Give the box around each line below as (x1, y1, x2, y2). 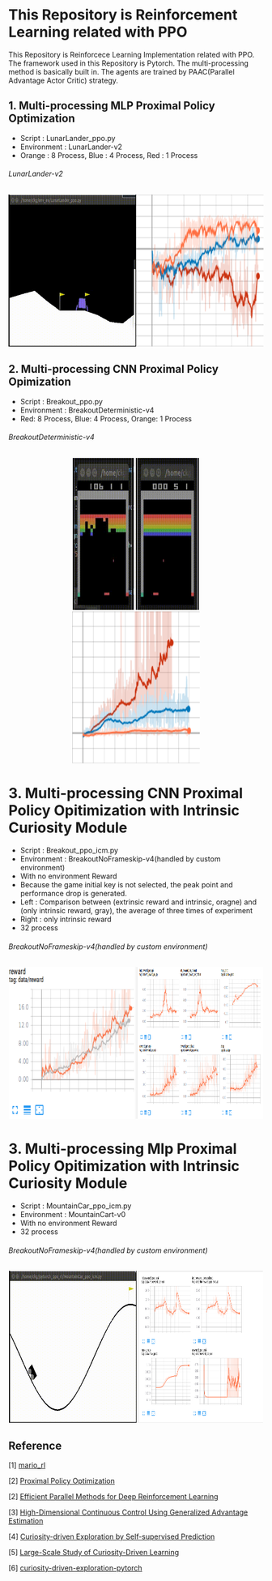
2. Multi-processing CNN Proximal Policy (8, 362, 219, 376)
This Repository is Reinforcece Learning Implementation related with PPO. (8, 49, 255, 59)
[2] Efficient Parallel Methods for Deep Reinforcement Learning (8, 1492, 219, 1502)
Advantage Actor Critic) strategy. (8, 75, 119, 85)
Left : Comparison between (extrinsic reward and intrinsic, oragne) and (19, 897, 257, 907)
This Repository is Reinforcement (8, 6, 238, 24)
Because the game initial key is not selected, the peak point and (19, 879, 233, 889)
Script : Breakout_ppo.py (19, 396, 104, 406)
